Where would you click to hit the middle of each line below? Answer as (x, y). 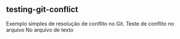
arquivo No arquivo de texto (40, 30)
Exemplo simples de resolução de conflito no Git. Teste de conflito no (90, 23)
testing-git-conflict (42, 10)
